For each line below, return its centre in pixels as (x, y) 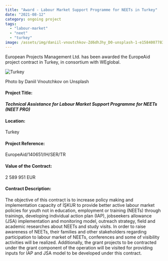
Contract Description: (28, 189)
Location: (15, 121)
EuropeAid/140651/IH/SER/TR (35, 155)
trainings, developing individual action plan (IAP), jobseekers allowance (78, 215)
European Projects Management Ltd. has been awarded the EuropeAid (78, 57)
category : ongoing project (33, 19)
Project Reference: (25, 143)
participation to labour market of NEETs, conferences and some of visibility (82, 237)
